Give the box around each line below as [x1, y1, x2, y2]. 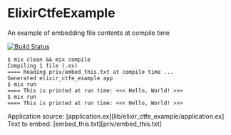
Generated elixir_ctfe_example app [7, 75, 113, 82]
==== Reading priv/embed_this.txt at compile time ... [7, 68, 174, 75]
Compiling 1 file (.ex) [7, 62, 78, 69]
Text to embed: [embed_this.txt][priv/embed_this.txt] [7, 119, 163, 128]
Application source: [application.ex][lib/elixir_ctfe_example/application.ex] [7, 112, 225, 120]
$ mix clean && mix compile [7, 55, 91, 63]
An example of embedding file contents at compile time [7, 28, 170, 37]
